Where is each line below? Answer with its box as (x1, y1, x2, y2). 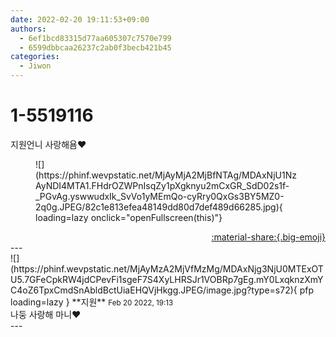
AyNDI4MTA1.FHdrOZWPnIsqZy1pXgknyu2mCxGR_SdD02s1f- (35, 179, 290, 191)
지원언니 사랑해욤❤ (10, 138, 87, 150)
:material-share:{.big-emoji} (211, 231, 326, 243)
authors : (10, 24, 47, 34)
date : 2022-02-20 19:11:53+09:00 (10, 14, 150, 25)
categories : (10, 52, 60, 62)
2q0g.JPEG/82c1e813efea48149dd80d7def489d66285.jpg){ (35, 201, 283, 213)
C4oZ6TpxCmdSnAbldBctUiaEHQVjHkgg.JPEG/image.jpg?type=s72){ (10, 284, 298, 296)
